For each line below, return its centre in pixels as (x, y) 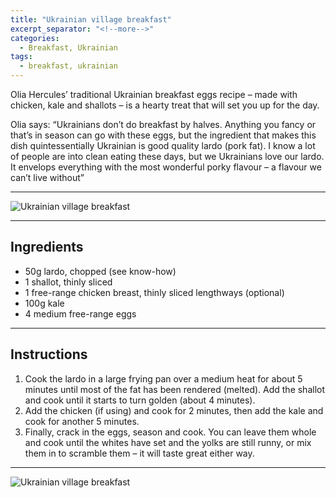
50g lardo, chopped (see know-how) (100, 271)
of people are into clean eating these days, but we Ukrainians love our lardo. (167, 156)
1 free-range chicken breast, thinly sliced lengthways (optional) (154, 292)
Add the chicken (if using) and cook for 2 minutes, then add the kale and (174, 410)
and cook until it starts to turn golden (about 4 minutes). (140, 400)
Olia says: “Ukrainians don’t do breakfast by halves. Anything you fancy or (163, 124)
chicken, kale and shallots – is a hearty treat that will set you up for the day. (165, 105)
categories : (35, 38)
